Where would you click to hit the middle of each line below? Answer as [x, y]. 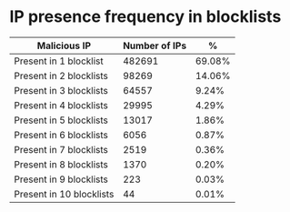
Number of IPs [155, 45]
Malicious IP [64, 45]
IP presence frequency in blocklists [145, 17]
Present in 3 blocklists [61, 90]
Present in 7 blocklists [61, 149]
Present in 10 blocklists [64, 194]
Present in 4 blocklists [61, 105]
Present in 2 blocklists [61, 76]
